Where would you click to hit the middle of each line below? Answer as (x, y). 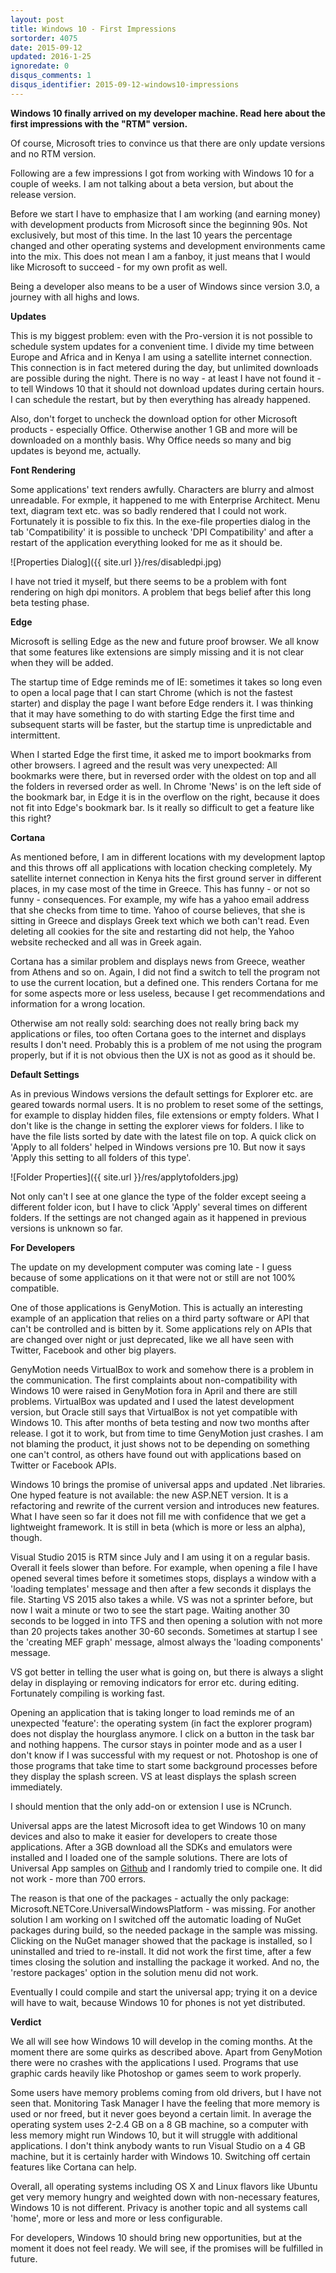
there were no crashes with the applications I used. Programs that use (154, 2062)
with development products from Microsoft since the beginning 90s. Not (159, 224)
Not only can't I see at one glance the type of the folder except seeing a (158, 1196)
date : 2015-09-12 (46, 47)
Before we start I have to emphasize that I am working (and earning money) (166, 213)
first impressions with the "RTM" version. (99, 123)
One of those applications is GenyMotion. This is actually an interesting (156, 1307)
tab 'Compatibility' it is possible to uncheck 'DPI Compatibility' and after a (162, 532)
